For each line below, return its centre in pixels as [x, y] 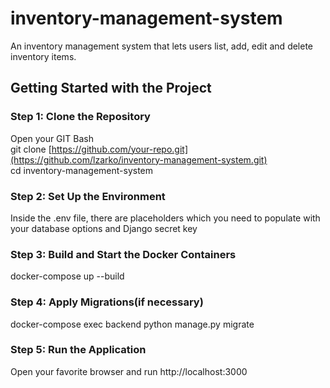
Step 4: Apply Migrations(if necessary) [107, 302]
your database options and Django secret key [104, 228]
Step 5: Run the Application [78, 350]
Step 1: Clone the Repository [80, 117]
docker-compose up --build [67, 276]
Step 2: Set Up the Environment [88, 196]
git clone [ [31, 149]
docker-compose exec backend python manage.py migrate [132, 324]
